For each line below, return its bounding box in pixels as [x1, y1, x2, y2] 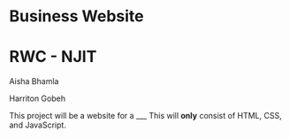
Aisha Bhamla [9, 76, 59, 87]
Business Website [9, 6, 144, 27]
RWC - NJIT [9, 47, 97, 67]
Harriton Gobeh [9, 93, 66, 104]
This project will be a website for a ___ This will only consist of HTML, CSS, [9, 111, 282, 121]
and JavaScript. [9, 120, 66, 130]
